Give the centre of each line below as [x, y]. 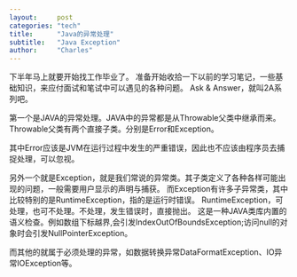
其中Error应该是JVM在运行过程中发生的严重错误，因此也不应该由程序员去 [143, 148]
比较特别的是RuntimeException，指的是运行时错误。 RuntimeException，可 [146, 200]
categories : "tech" [45, 26]
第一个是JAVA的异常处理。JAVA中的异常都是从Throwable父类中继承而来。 [145, 118]
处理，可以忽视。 [48, 159]
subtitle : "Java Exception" [65, 42]
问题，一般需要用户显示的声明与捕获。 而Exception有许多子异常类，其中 [156, 189]
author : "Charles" [51, 51]
